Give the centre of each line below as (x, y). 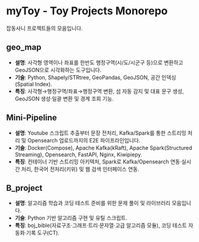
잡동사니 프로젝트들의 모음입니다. (45, 28)
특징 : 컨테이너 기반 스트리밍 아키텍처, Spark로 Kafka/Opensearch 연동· (98, 162)
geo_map (24, 47)
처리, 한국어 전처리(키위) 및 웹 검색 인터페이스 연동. (80, 169)
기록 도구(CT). (43, 233)
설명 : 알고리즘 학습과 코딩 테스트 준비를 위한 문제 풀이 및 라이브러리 (93, 203)
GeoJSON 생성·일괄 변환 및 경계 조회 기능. (64, 98)
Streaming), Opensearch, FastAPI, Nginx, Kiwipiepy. (78, 154)
